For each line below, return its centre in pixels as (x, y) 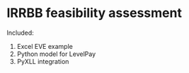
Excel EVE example (45, 46)
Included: (21, 33)
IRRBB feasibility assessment (94, 13)
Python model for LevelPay (56, 54)
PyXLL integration (43, 61)
